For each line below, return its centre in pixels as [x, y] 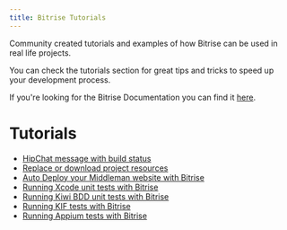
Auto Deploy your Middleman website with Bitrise [113, 177]
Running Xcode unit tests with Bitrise [90, 187]
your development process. [60, 80]
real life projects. [40, 53]
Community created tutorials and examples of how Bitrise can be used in [143, 43]
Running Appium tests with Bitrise [85, 216]
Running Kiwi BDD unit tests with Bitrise [96, 196]
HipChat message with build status [87, 158]
